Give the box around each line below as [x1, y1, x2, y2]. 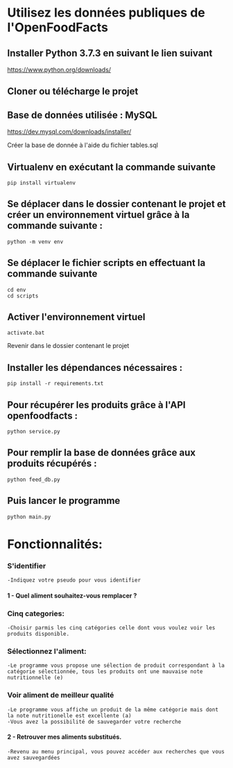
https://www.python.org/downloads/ [7, 66, 112, 73]
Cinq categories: [7, 609, 64, 618]
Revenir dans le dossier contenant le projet [7, 342, 130, 350]
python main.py [7, 513, 51, 521]
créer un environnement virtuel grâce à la [7, 209, 190, 221]
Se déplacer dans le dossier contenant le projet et [7, 198, 226, 210]
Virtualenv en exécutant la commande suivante [7, 161, 216, 173]
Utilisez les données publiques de [7, 5, 206, 21]
